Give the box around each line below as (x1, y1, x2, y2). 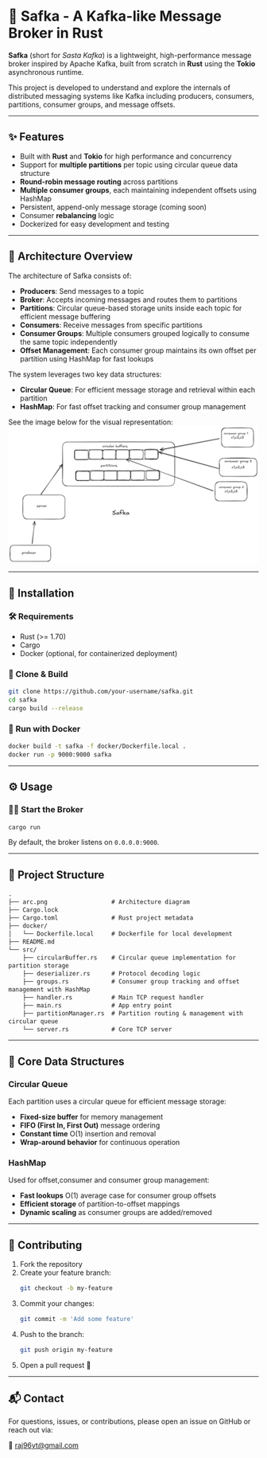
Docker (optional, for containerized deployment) (19, 648, 178, 658)
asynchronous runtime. (8, 67, 84, 76)
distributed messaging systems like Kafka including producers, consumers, (8, 91, 254, 100)
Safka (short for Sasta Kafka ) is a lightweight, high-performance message (8, 50, 252, 60)
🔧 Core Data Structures (8, 1054, 125, 1068)
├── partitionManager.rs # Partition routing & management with (22, 1010, 244, 1018)
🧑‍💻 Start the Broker (8, 804, 83, 815)
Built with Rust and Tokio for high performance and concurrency (19, 151, 232, 161)
